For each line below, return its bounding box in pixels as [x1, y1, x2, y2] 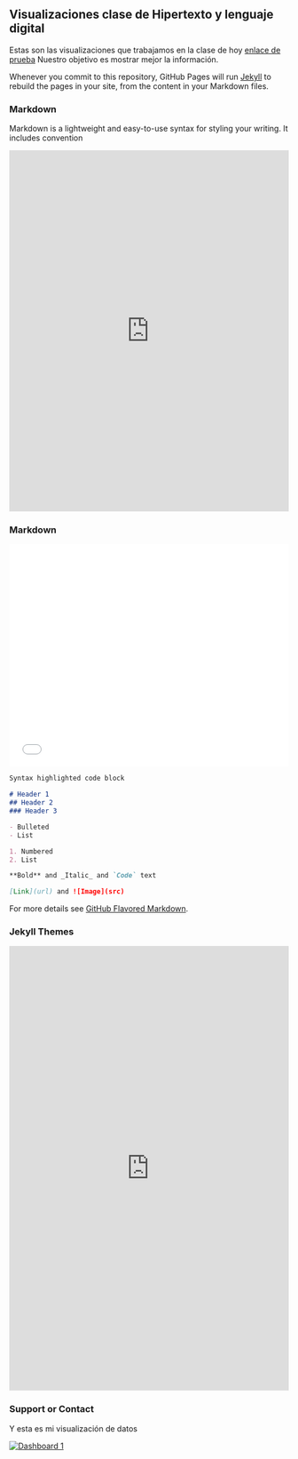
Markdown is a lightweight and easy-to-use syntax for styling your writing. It [9, 124, 288, 134]
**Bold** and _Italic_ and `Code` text [9, 871, 157, 880]
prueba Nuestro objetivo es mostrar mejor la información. [9, 53, 219, 65]
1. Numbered [9, 846, 53, 856]
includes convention [9, 132, 83, 143]
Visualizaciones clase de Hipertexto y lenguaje [9, 7, 274, 22]
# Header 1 [9, 790, 50, 799]
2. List [9, 855, 38, 864]
